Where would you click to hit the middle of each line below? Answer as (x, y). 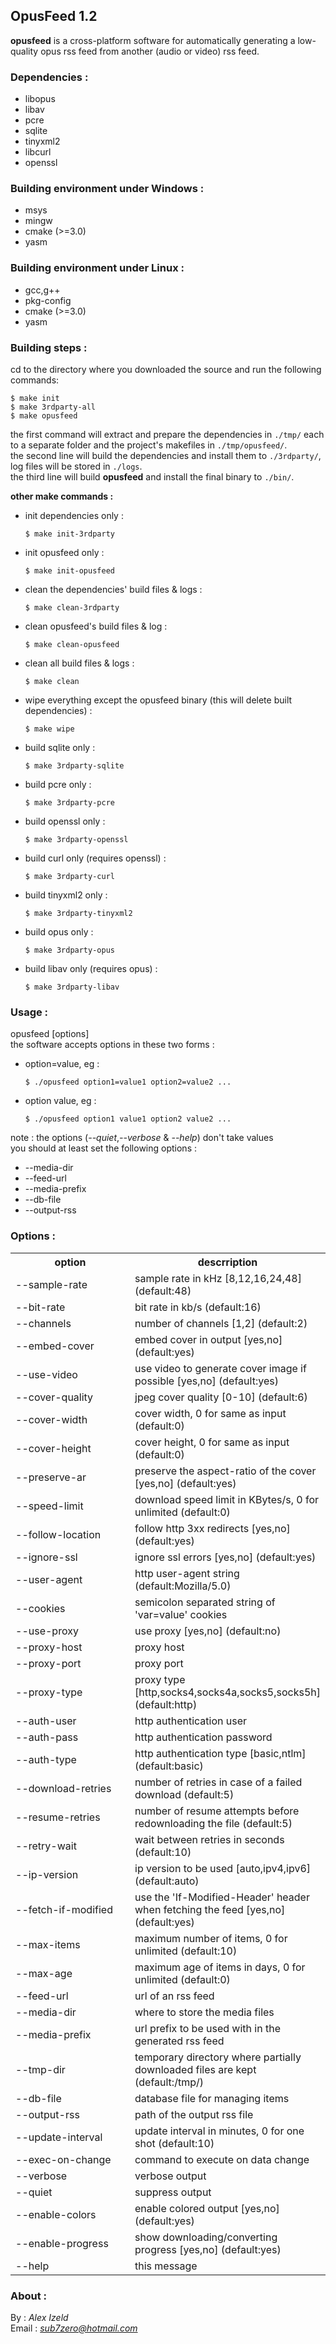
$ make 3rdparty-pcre (69, 803)
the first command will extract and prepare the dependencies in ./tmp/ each (167, 434)
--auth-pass (47, 1737)
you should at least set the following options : (104, 1148)
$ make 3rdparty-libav (72, 987)
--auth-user (46, 1721)
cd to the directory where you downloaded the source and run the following (166, 369)
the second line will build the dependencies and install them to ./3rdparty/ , (166, 455)
